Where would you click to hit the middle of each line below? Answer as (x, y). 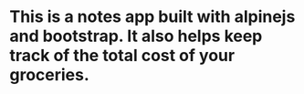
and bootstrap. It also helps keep (136, 36)
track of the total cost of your (122, 56)
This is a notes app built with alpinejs (152, 17)
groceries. (49, 75)
